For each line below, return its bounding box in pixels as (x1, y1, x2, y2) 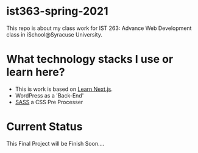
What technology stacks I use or (6, 52, 174, 66)
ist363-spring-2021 (6, 4, 108, 18)
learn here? (6, 65, 65, 79)
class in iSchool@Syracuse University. (6, 30, 102, 38)
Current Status (6, 120, 83, 133)
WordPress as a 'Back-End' (15, 91, 84, 99)
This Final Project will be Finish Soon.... (6, 140, 105, 147)
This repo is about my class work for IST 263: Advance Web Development (6, 24, 192, 32)
